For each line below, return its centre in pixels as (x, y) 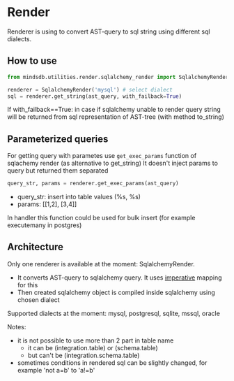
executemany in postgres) (45, 225)
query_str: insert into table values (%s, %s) (79, 197)
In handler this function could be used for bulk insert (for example (101, 218)
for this (28, 285)
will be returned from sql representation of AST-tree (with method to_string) (116, 117)
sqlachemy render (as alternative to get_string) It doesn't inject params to (112, 163)
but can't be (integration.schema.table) (84, 355)
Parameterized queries (58, 139)
